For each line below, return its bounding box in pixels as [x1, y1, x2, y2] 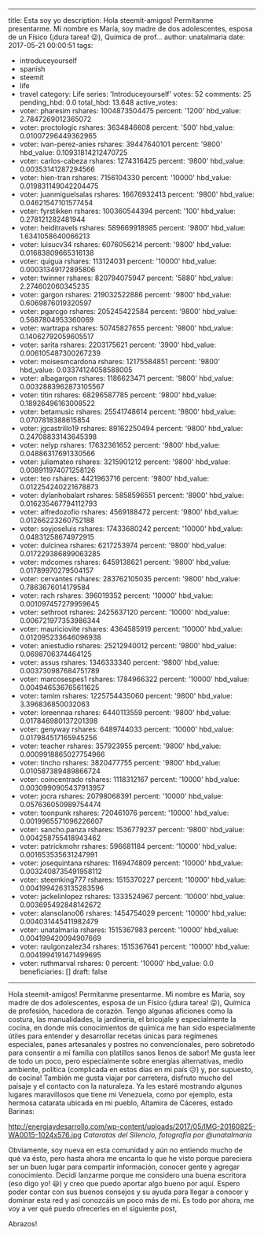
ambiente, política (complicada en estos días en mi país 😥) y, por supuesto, [8, 1065, 254, 1074]
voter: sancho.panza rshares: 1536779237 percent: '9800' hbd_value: [19, 825, 245, 834]
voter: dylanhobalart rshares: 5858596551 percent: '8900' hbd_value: [19, 491, 244, 500]
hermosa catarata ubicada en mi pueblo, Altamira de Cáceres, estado [8, 1098, 233, 1108]
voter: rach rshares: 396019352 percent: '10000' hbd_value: [19, 591, 214, 600]
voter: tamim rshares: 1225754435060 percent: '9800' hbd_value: [19, 691, 233, 700]
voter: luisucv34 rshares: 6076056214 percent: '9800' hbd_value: [19, 240, 232, 249]
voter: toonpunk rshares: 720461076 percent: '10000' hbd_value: [19, 808, 229, 817]
